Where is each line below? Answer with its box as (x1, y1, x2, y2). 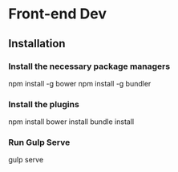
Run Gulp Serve (8, 137, 71, 148)
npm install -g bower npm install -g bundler (8, 78, 152, 88)
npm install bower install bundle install (8, 117, 135, 126)
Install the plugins (8, 98, 80, 110)
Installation (8, 37, 66, 50)
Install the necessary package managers (8, 61, 171, 72)
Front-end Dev (8, 5, 107, 23)
